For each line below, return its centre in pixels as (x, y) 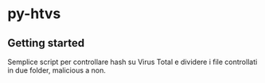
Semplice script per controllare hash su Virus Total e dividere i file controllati (132, 62)
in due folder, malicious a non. (57, 70)
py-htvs (34, 14)
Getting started (46, 43)
